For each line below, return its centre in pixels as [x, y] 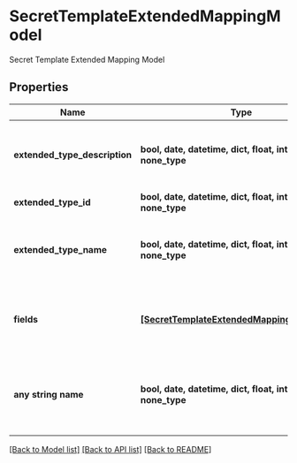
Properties [39, 87]
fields [26, 319]
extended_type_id [52, 202]
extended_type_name [61, 249]
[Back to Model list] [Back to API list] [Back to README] [110, 449]
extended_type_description [73, 155]
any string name [49, 394]
